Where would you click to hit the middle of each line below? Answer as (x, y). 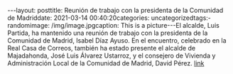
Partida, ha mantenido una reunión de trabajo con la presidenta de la (108, 33)
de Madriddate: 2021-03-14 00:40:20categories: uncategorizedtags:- (109, 18)
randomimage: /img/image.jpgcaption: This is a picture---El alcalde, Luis (114, 25)
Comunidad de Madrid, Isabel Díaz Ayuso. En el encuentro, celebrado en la (117, 41)
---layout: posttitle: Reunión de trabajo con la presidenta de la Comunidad (115, 10)
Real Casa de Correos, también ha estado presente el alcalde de (102, 48)
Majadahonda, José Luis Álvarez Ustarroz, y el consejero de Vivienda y (112, 55)
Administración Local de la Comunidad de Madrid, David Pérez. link (106, 63)
